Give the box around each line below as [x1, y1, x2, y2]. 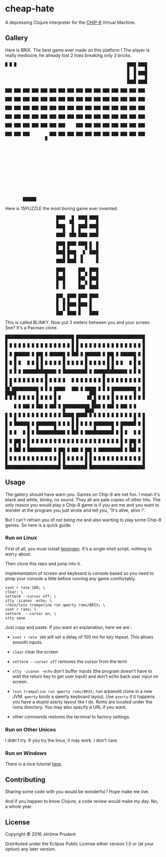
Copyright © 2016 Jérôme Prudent [5, 831, 76, 837]
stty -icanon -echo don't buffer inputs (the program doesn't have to [12, 668, 153, 674]
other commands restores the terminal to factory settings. [12, 713, 130, 719]
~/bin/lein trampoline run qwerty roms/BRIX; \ [5, 602, 106, 608]
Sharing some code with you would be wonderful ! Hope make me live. [5, 788, 150, 795]
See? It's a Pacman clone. [5, 324, 58, 330]
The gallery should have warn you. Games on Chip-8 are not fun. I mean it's [5, 491, 160, 497]
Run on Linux [5, 535, 37, 542]
